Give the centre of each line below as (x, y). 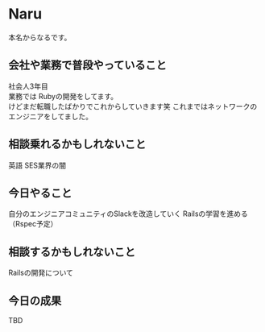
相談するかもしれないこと (72, 252)
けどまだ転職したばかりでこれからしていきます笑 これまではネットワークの (133, 106)
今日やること (40, 193)
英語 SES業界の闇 (37, 165)
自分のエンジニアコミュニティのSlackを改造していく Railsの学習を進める (128, 214)
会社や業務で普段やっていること (87, 65)
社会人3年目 (28, 86)
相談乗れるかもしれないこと (77, 145)
